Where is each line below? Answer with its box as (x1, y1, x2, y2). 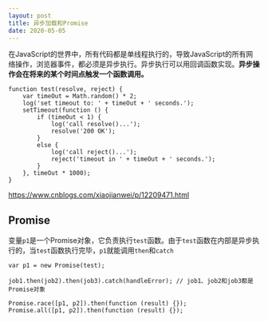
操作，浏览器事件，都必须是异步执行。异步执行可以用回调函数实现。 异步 (14, 59, 253, 69)
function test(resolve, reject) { (8, 85, 124, 93)
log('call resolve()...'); (50, 121, 141, 129)
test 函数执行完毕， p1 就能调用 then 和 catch (36, 245, 174, 256)
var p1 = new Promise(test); (8, 261, 105, 270)
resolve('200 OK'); (50, 127, 116, 136)
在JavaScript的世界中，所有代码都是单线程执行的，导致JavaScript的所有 (8, 50, 246, 59)
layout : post (8, 11, 52, 20)
